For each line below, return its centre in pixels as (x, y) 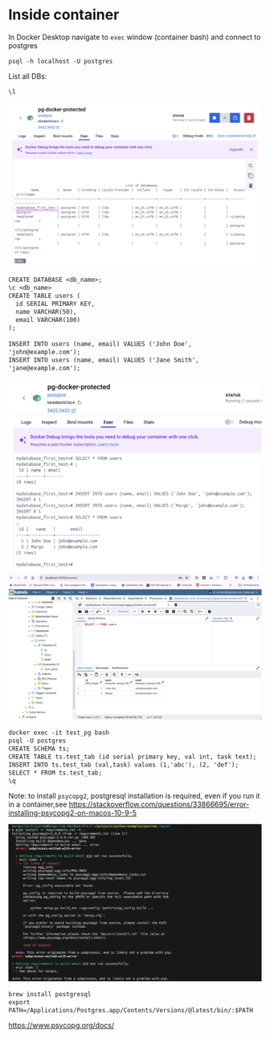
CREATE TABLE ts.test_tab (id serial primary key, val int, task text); (133, 757)
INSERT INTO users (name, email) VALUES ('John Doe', (100, 344)
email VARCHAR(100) (48, 320)
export (19, 1003)
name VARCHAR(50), (47, 312)
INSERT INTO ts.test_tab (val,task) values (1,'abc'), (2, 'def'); (124, 765)
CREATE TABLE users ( (45, 296)
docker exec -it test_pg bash (59, 733)
